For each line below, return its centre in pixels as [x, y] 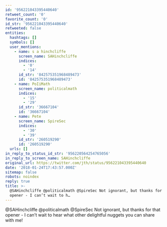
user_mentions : [25, 47]
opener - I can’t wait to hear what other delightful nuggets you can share [80, 215]
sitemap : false [21, 172]
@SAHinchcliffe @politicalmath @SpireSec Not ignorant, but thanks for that [83, 210]
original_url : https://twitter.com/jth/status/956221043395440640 [76, 163]
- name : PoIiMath [32, 84]
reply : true [17, 182]
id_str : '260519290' [40, 140]
